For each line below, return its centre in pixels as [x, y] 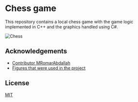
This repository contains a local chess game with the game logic [69, 22]
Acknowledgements [36, 51]
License [17, 83]
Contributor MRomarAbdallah [41, 63]
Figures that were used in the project [49, 68]
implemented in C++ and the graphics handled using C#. [61, 26]
